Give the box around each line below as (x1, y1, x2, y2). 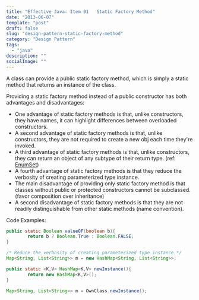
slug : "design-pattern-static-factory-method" (6, 31, 124, 37)
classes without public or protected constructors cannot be (14, 186, 160, 193)
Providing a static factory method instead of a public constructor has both (6, 93, 187, 100)
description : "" (6, 53, 46, 59)
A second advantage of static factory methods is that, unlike (14, 129, 163, 137)
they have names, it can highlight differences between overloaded (14, 116, 177, 124)
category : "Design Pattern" (6, 36, 76, 42)
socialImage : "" (6, 58, 46, 64)
